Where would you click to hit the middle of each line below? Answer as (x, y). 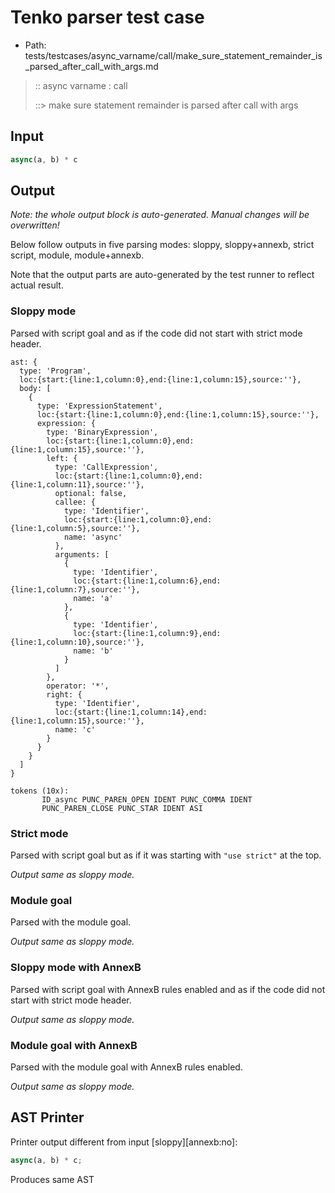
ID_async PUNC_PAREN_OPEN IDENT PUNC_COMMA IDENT (147, 799)
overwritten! (35, 225)
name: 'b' (93, 651)
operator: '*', (78, 686)
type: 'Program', (55, 371)
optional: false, (91, 493)
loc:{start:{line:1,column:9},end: (147, 633)
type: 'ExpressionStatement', (99, 406)
